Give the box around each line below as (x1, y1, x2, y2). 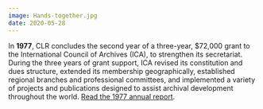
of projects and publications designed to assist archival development (8, 83, 234, 92)
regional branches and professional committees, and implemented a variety (8, 75, 256, 84)
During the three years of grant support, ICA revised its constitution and (8, 57, 243, 68)
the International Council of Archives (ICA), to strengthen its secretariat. (8, 49, 243, 59)
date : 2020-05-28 (8, 19, 66, 27)
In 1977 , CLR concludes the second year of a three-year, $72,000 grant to (8, 41, 250, 50)
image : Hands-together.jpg (8, 11, 98, 20)
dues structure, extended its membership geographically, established (8, 66, 236, 76)
